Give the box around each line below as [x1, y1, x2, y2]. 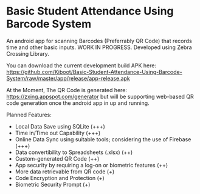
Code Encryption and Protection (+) [15, 174, 105, 181]
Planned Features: [6, 111, 52, 118]
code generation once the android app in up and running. [6, 99, 150, 107]
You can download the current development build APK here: [6, 62, 157, 69]
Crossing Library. [6, 50, 50, 57]
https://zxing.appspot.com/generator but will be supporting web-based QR [6, 93, 195, 100]
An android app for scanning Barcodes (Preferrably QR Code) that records [6, 37, 193, 44]
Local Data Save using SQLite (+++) [15, 122, 105, 130]
